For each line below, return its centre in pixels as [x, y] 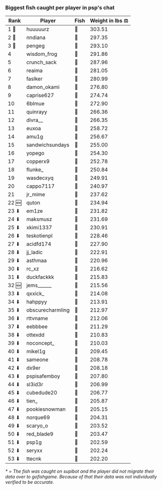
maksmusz [39, 219]
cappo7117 [40, 186]
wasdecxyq [40, 178]
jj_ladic [34, 252]
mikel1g [36, 351]
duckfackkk [40, 277]
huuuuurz [38, 29]
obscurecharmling [48, 310]
